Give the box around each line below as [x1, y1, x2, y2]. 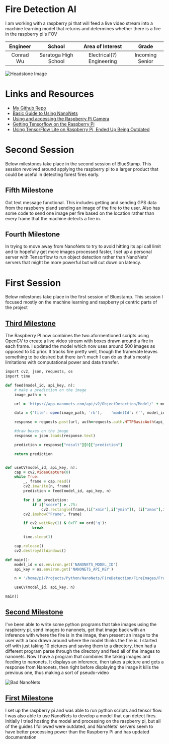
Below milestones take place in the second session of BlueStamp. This [5, 160, 151, 167]
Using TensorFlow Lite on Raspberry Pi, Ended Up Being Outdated [12, 126, 150, 132]
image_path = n [14, 392, 46, 397]
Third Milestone [5, 319, 56, 328]
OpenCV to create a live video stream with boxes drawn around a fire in [5, 338, 153, 344]
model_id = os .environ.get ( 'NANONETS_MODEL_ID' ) [14, 562, 118, 567]
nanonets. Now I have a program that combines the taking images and [5, 653, 151, 659]
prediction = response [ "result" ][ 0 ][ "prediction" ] [14, 442, 123, 447]
